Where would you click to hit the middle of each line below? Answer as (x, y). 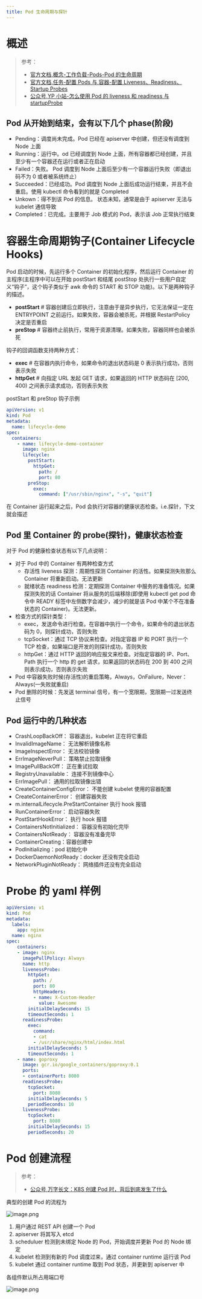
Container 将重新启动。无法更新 (64, 579)
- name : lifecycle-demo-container (60, 444)
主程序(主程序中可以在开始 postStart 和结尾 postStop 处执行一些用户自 (93, 279)
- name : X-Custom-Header (64, 998)
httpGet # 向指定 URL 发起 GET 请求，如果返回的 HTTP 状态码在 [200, (102, 378)
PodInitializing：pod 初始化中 (51, 849)
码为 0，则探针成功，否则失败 (61, 631)
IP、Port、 (180, 654)
